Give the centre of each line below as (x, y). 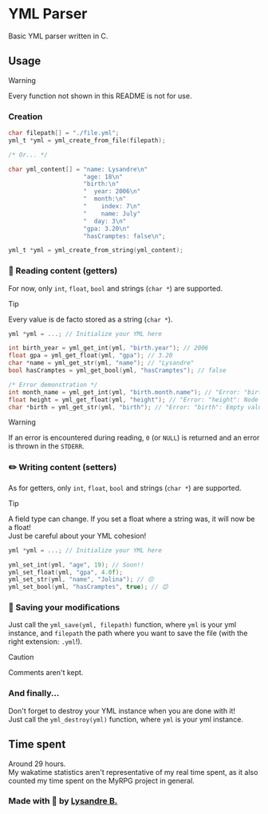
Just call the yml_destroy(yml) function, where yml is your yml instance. (126, 719)
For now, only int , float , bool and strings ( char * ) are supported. (116, 288)
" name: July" (112, 213)
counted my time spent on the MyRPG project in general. (102, 780)
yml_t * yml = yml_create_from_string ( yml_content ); (96, 251)
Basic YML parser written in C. (58, 36)
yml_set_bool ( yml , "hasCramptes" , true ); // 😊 (89, 587)
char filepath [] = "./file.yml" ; (64, 133)
